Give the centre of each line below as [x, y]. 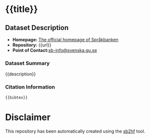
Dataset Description [37, 28]
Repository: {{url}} [32, 45]
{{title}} [22, 9]
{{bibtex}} [16, 97]
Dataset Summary [27, 63]
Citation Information [30, 87]
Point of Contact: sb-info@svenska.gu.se [55, 50]
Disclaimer [28, 117]
